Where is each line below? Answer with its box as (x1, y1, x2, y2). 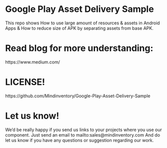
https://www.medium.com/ (5, 59, 60, 65)
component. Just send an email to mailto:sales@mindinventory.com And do (5, 132, 161, 138)
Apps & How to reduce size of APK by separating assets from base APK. (5, 25, 154, 31)
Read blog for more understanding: (5, 43, 154, 54)
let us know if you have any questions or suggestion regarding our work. (5, 137, 154, 143)
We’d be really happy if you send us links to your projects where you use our (5, 127, 162, 133)
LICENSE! (5, 76, 45, 88)
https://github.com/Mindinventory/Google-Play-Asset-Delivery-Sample (5, 93, 151, 99)
